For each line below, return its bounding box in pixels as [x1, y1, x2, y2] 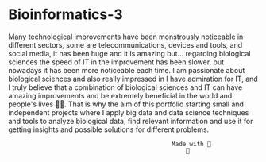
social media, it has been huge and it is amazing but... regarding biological [8, 48, 251, 58]
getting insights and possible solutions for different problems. [8, 125, 210, 134]
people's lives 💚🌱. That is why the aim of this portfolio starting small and [8, 99, 245, 109]
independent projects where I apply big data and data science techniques [8, 107, 249, 117]
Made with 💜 [172, 140, 212, 148]
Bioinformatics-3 [8, 6, 123, 24]
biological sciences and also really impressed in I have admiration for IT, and [8, 74, 258, 83]
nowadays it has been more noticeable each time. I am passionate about [8, 65, 245, 75]
